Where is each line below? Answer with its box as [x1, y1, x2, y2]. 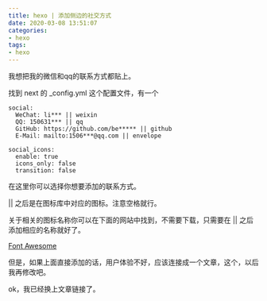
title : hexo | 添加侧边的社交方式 [8, 11, 112, 20]
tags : [8, 41, 26, 49]
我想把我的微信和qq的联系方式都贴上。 [8, 71, 136, 80]
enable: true [15, 152, 59, 160]
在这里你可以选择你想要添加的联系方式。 [8, 182, 141, 191]
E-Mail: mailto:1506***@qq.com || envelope [15, 132, 161, 140]
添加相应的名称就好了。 [8, 226, 85, 234]
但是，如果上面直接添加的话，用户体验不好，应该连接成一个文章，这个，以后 [8, 257, 259, 267]
